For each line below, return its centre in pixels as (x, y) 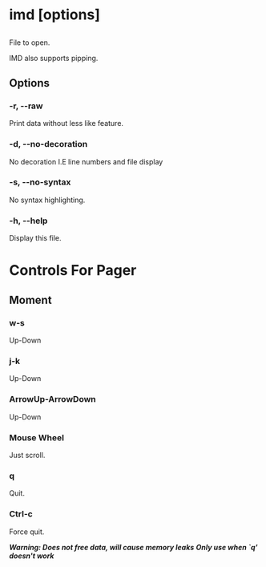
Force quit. (27, 532)
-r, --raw (26, 106)
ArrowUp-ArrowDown (53, 399)
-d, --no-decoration (48, 144)
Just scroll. (27, 455)
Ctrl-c (21, 514)
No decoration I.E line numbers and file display (86, 161)
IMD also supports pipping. (54, 58)
